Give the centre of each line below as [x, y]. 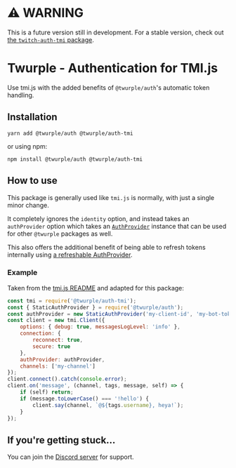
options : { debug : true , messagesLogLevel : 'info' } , [100, 327]
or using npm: [27, 146]
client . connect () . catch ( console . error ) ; [67, 379]
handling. [21, 95]
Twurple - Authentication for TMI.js [113, 68]
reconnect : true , [58, 340]
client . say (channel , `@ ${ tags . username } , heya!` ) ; [108, 405]
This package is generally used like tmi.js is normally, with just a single [111, 197]
